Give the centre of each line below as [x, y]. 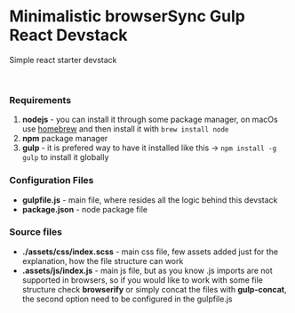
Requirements [40, 100]
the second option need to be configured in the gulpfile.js [127, 299]
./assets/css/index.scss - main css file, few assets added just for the [150, 252]
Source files [36, 232]
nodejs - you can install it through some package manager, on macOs [150, 120]
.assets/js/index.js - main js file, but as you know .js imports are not [147, 270]
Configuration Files [52, 181]
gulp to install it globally [65, 157]
